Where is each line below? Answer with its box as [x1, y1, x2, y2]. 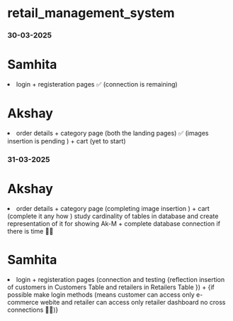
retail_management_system [7, 5, 175, 21]
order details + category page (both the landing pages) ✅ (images [16, 129, 209, 137]
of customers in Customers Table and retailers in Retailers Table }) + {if [7, 283, 215, 291]
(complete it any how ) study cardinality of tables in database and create [7, 212, 219, 220]
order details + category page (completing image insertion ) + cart [16, 204, 210, 212]
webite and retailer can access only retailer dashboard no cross [40, 298, 226, 306]
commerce [7, 298, 39, 306]
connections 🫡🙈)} [7, 305, 59, 314]
